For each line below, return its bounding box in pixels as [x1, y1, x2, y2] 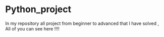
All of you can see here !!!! [5, 25, 60, 31]
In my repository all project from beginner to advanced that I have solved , [5, 20, 159, 26]
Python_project [5, 4, 72, 15]
